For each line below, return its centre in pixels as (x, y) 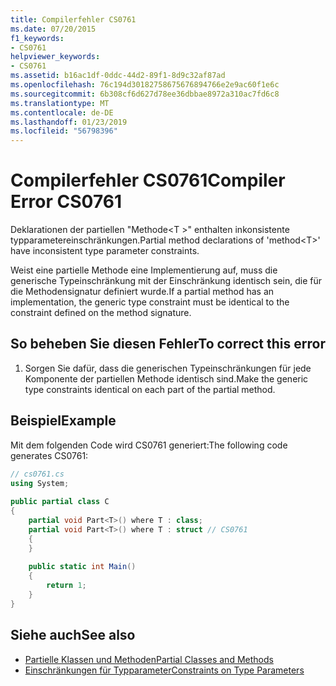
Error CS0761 (66, 202)
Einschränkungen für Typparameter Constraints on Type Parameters (164, 670)
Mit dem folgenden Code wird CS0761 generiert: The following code (149, 445)
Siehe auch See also (73, 635)
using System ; (40, 483)
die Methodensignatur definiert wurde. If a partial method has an (142, 292)
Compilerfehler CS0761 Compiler (148, 180)
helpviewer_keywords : (55, 57)
